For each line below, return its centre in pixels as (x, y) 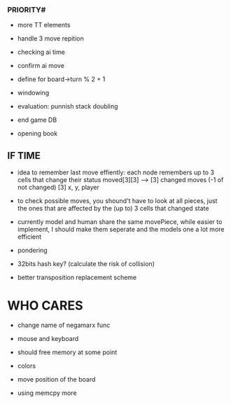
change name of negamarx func (64, 325)
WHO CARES (45, 306)
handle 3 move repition (50, 39)
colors (27, 366)
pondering (32, 251)
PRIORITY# (27, 10)
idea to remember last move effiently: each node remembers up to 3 (116, 172)
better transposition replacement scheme (77, 277)
